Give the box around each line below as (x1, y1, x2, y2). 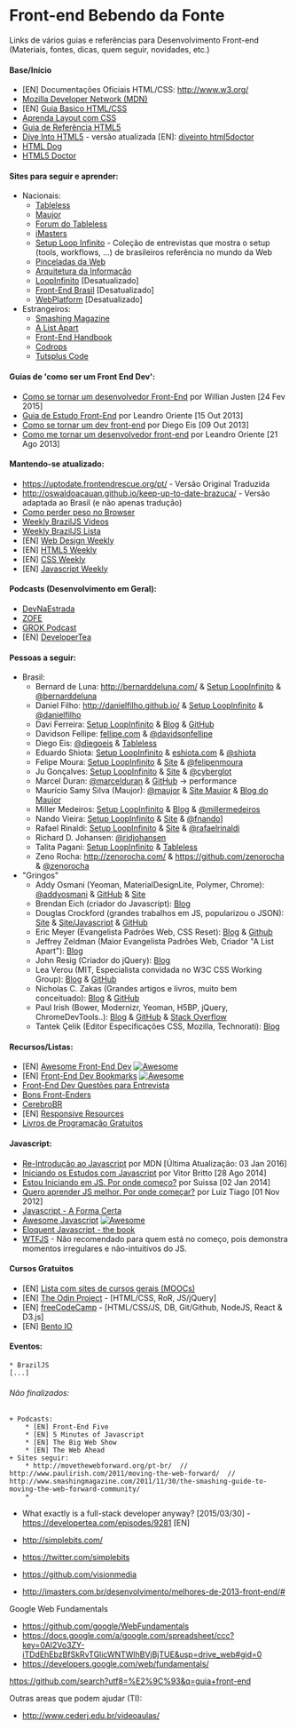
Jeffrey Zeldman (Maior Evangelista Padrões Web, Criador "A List (35, 936, 275, 947)
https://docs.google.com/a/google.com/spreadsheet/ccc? (21, 1630, 235, 1641)
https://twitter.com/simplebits (21, 1552, 130, 1563)
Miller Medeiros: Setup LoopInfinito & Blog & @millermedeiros (35, 804, 261, 815)
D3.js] (21, 1311, 44, 1322)
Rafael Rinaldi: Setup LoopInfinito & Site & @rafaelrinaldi (35, 823, 240, 833)
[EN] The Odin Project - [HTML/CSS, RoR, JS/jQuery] (21, 1292, 217, 1303)
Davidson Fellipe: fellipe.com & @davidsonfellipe (35, 729, 213, 739)
